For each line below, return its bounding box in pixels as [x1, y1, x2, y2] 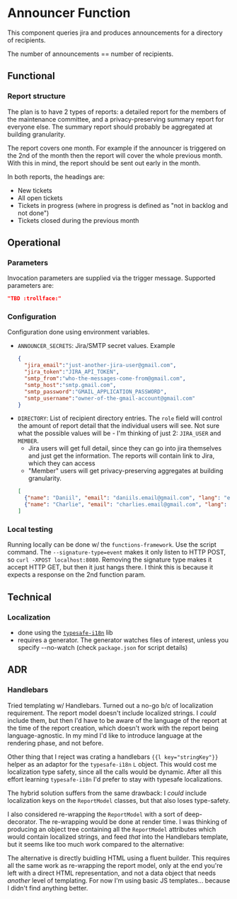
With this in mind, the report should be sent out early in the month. [7, 158, 201, 167]
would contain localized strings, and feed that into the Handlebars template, [7, 833, 229, 841]
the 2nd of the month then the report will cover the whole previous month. [7, 151, 223, 160]
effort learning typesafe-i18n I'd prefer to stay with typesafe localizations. [7, 775, 223, 783]
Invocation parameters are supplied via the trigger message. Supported [7, 274, 216, 282]
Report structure [7, 91, 66, 101]
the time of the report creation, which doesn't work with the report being [7, 724, 219, 732]
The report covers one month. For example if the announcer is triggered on [7, 144, 226, 152]
